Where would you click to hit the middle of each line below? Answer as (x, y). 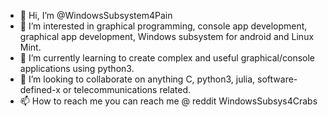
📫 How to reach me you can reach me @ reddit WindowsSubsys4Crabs (168, 101)
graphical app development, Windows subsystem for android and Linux (167, 36)
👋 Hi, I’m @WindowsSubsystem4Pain (96, 15)
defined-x (40, 89)
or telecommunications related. (127, 89)
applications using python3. (77, 68)
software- (277, 79)
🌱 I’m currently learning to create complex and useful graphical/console (167, 58)
